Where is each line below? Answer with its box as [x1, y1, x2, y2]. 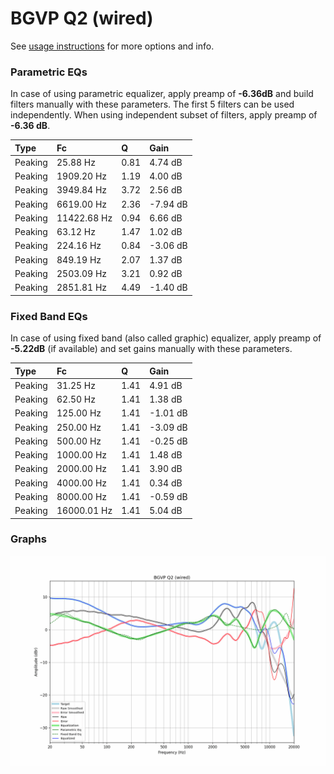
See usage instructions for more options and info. [10, 40, 215, 52]
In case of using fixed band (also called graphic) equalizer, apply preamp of [10, 332, 322, 344]
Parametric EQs [10, 65, 88, 79]
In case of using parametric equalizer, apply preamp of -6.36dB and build [10, 88, 314, 100]
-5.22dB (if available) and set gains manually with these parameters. [10, 343, 293, 355]
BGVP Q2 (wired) [10, 7, 154, 30]
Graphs [10, 532, 47, 546]
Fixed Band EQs [10, 309, 88, 323]
